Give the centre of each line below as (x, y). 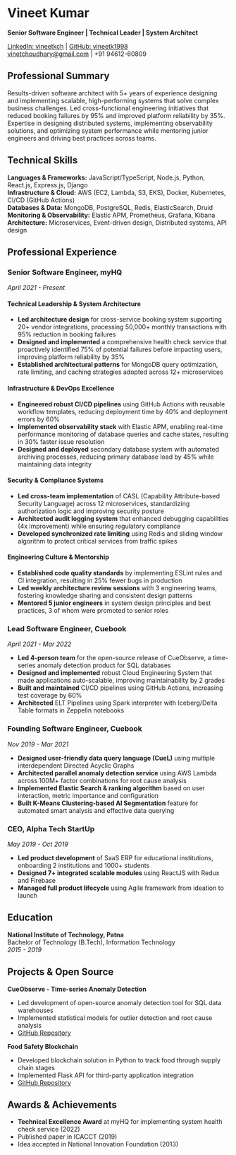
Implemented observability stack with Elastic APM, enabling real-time (120, 426)
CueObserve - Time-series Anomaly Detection (77, 989)
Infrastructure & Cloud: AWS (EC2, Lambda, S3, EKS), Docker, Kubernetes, (117, 192)
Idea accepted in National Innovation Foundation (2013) (98, 1144)
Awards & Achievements (62, 1104)
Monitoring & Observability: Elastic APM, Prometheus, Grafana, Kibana (111, 215)
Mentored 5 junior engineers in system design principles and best (114, 603)
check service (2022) (49, 1130)
